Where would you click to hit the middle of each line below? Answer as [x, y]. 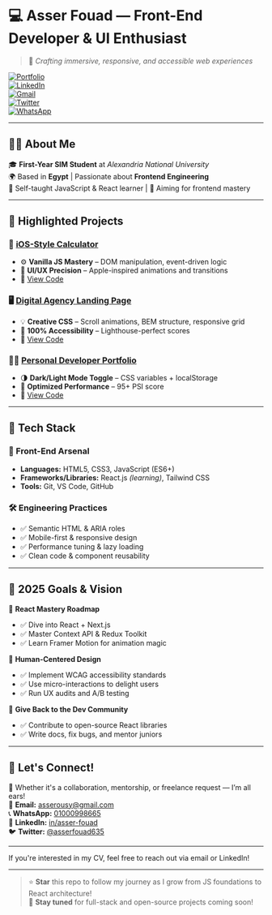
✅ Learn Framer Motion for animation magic [93, 642]
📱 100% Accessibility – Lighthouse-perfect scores [105, 330]
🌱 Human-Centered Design [55, 659]
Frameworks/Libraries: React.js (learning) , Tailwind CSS [115, 477]
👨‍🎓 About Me [42, 144]
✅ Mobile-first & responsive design [79, 538]
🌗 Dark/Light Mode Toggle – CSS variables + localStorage [119, 378]
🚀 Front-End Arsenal [49, 451]
